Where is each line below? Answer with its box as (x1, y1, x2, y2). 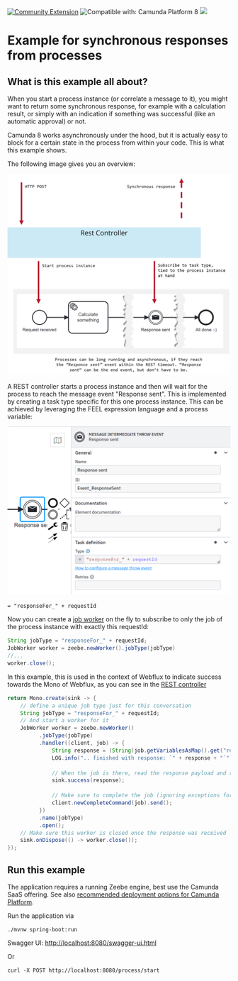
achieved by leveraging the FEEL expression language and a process (7, 405, 208, 414)
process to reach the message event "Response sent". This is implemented (7, 390, 227, 399)
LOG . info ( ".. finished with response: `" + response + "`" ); (52, 754, 236, 762)
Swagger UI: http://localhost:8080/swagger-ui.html (7, 938, 157, 947)
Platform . (7, 897, 34, 906)
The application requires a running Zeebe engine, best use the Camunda (7, 882, 220, 891)
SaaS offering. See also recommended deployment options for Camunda (7, 890, 220, 899)
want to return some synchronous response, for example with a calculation (7, 102, 226, 110)
